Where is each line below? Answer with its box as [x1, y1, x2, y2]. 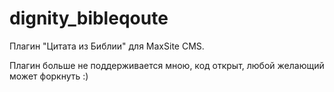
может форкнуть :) [9, 70, 89, 82]
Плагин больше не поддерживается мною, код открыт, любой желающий [9, 59, 325, 71]
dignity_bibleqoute [9, 7, 169, 30]
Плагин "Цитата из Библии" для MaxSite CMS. [9, 40, 205, 52]
